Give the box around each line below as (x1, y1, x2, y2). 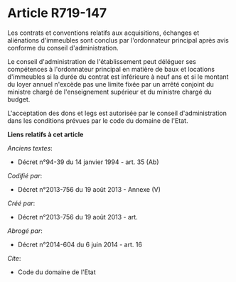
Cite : (7, 254, 21, 262)
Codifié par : (7, 171, 43, 180)
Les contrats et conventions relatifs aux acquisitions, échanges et (7, 28, 200, 37)
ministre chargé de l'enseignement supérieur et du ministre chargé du (7, 87, 212, 96)
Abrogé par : (7, 226, 43, 235)
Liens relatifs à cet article (7, 130, 84, 139)
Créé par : (7, 199, 36, 207)
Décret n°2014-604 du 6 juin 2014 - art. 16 (17, 240, 142, 249)
